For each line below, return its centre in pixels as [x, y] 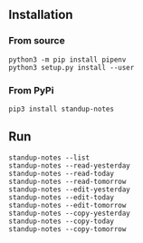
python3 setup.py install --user [71, 67]
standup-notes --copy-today [62, 221]
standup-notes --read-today [62, 173]
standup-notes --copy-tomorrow [67, 229]
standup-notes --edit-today [62, 197]
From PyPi [31, 90]
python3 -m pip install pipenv [67, 59]
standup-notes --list [49, 158]
